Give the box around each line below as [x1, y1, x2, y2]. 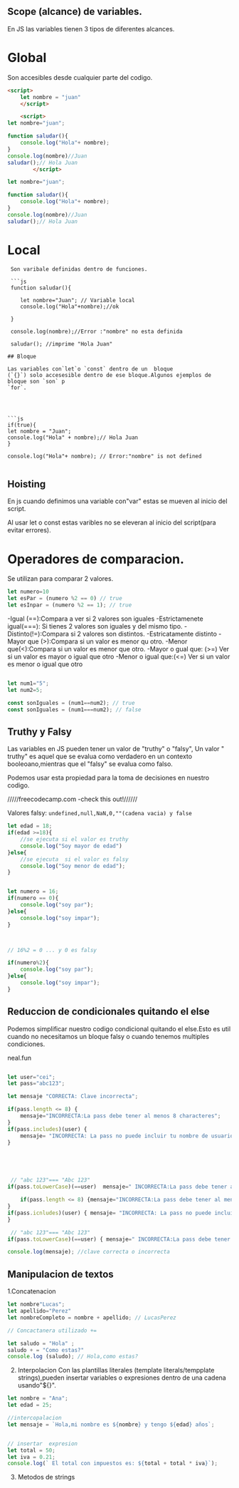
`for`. [7, 384, 27, 391]
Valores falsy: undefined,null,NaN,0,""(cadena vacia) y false [7, 809, 192, 817]
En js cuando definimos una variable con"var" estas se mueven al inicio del [7, 497, 228, 505]
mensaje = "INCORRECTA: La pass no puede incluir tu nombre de [20, 1132, 208, 1140]
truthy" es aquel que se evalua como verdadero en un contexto [7, 752, 193, 761]
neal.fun [7, 1053, 32, 1062]
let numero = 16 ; [7, 888, 59, 895]
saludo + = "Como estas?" [7, 1346, 84, 1353]
